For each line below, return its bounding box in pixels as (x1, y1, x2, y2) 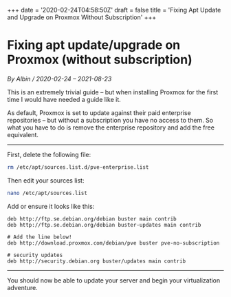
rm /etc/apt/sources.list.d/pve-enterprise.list (7, 163, 149, 171)
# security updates (7, 252, 63, 258)
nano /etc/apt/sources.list (7, 190, 88, 196)
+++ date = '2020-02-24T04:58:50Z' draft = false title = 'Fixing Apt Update (7, 6, 221, 14)
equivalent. (7, 130, 39, 139)
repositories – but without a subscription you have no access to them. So (7, 116, 214, 124)
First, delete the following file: (7, 150, 91, 158)
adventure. (7, 283, 38, 291)
